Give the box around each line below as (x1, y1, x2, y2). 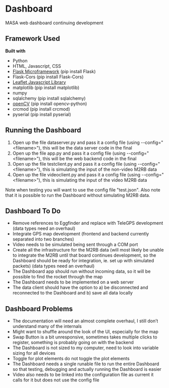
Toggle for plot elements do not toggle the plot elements (12, 356, 130, 362)
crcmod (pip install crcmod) (12, 106, 71, 112)
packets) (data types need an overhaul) (12, 263, 95, 269)
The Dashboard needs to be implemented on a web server (12, 279, 134, 285)
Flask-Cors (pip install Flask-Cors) (12, 74, 84, 80)
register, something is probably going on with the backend (12, 339, 134, 346)
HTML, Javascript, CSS (12, 63, 62, 69)
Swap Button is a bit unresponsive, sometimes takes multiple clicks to (12, 334, 157, 340)
